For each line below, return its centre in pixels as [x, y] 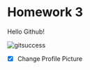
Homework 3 [45, 12]
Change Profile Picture [50, 58]
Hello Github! [26, 31]
